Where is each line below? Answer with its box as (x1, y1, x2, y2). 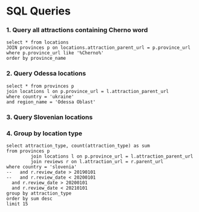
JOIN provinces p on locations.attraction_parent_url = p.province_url (6, 45, 191, 51)
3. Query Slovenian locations (6, 113, 93, 121)
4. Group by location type (6, 129, 83, 137)
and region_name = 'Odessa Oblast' (6, 98, 96, 105)
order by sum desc (6, 196, 53, 202)
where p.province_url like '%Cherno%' (6, 50, 104, 56)
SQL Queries (6, 4, 71, 18)
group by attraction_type (6, 190, 71, 196)
